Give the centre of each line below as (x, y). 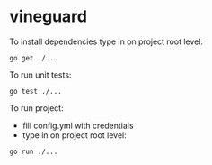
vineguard (49, 17)
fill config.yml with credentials (78, 125)
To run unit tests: (40, 75)
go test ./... (36, 91)
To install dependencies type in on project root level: (106, 41)
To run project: (37, 108)
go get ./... (34, 58)
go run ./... (34, 151)
